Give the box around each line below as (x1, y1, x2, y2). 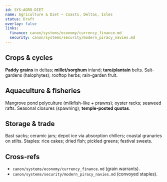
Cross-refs (5, 153, 40, 161)
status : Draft (5, 16, 35, 21)
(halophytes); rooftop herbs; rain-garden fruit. (23, 72, 118, 78)
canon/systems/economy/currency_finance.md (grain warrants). (12, 166, 140, 172)
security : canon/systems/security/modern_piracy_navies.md (9, 35, 135, 40)
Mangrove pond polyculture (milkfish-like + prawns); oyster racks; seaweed (5, 100, 161, 106)
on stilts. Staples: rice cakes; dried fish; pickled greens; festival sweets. (5, 138, 152, 144)
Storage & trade (5, 119, 55, 128)
